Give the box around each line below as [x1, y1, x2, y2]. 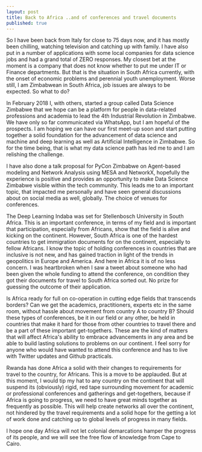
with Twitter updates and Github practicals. [6, 352, 113, 360]
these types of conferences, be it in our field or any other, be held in [6, 314, 175, 322]
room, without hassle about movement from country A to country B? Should [6, 308, 194, 315]
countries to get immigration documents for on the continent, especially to [6, 238, 191, 246]
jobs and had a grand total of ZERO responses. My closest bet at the [6, 56, 176, 63]
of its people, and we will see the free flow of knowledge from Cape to [6, 434, 181, 441]
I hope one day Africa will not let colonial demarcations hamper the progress [6, 427, 196, 434]
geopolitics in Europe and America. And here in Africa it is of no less [6, 258, 176, 265]
